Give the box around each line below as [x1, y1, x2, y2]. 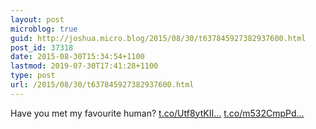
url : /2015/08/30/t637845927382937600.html [10, 80, 195, 90]
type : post [10, 71, 56, 81]
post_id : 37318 [10, 42, 74, 53]
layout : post [10, 14, 65, 25]
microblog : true [10, 24, 78, 34]
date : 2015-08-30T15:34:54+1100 [10, 52, 145, 62]
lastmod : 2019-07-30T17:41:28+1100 [10, 61, 159, 71]
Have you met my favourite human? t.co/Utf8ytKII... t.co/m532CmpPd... [10, 107, 305, 119]
